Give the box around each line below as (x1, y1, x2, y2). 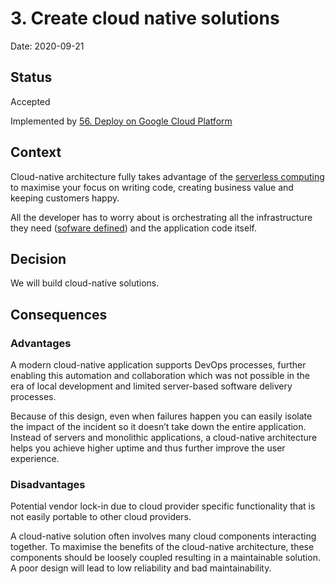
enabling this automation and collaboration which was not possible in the (10, 370, 311, 382)
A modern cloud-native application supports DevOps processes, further (10, 359, 307, 371)
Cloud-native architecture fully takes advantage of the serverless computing (10, 170, 325, 182)
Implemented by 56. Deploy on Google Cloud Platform (10, 115, 233, 127)
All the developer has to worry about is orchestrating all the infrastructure (10, 211, 313, 223)
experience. (10, 453, 60, 465)
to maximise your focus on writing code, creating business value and (10, 181, 294, 193)
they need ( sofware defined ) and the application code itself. (10, 222, 257, 234)
